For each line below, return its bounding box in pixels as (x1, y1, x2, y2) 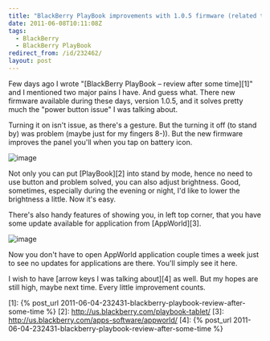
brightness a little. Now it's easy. (8, 194, 117, 204)
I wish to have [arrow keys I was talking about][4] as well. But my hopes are (8, 273, 259, 283)
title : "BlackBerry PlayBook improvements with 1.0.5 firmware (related (8, 11, 257, 20)
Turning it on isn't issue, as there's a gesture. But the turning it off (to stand (8, 120, 257, 130)
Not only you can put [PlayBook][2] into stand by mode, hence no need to (8, 168, 253, 178)
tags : (8, 27, 27, 35)
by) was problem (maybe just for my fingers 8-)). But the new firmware (8, 128, 243, 138)
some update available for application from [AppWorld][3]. (8, 218, 202, 228)
